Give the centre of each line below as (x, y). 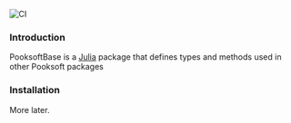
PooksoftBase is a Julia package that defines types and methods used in (145, 57)
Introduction (37, 37)
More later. (30, 109)
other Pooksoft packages (57, 67)
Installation (35, 90)
